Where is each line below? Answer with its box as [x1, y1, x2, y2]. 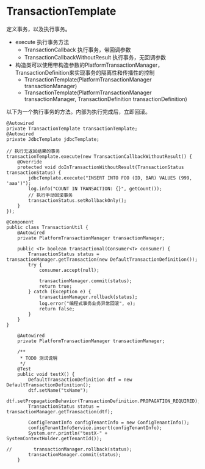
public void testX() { [17, 371, 75, 377]
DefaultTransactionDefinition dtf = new [28, 377, 132, 383]
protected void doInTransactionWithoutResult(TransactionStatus [17, 164, 184, 170]
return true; [38, 283, 72, 289]
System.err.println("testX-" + [28, 430, 108, 436]
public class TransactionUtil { [6, 224, 88, 230]
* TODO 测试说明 [20, 355, 58, 361]
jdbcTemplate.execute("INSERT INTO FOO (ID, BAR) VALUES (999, [28, 174, 192, 181]
